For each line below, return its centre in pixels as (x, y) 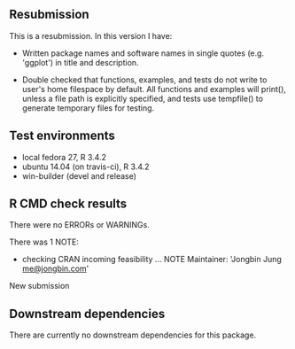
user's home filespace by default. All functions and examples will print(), (154, 89)
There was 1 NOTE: (44, 242)
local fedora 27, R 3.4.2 (64, 157)
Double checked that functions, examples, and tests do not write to (144, 80)
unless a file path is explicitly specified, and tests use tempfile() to (143, 98)
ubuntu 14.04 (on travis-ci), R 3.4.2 (85, 167)
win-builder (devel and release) (79, 175)
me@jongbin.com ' (55, 268)
